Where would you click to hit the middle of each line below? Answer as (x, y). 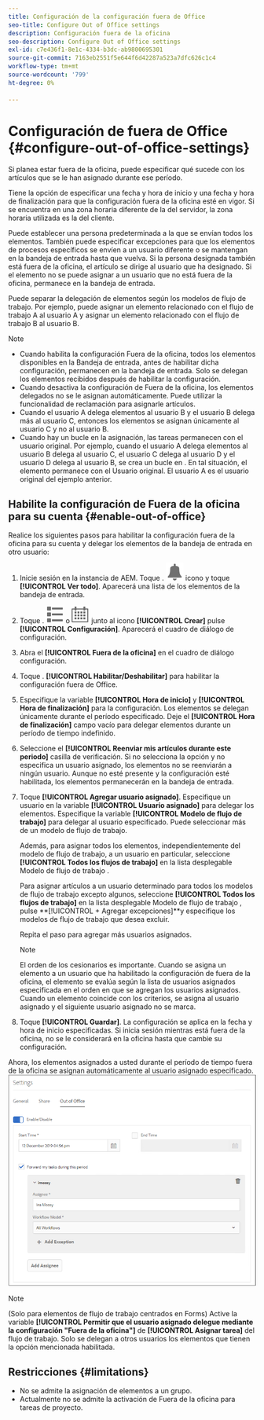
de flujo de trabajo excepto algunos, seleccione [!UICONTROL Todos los (137, 894)
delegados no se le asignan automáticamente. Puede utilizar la (121, 396)
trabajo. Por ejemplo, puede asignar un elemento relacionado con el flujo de (131, 307)
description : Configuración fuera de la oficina (89, 33)
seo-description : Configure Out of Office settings (94, 42)
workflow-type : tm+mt (44, 67)
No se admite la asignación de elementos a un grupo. (106, 1391)
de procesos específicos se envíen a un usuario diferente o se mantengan (128, 250)
